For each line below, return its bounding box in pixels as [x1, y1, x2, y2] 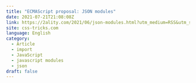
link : [6, 19, 19, 25]
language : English [6, 30, 51, 36]
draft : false [6, 68, 38, 74]
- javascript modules [11, 57, 64, 63]
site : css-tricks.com [6, 25, 59, 31]
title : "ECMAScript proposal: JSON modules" [6, 8, 116, 15]
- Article [11, 41, 35, 47]
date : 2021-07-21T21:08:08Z [6, 14, 75, 20]
